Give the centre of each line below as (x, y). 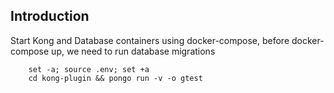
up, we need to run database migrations (133, 51)
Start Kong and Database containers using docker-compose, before (150, 40)
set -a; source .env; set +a (89, 69)
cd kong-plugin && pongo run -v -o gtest (115, 78)
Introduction (50, 16)
